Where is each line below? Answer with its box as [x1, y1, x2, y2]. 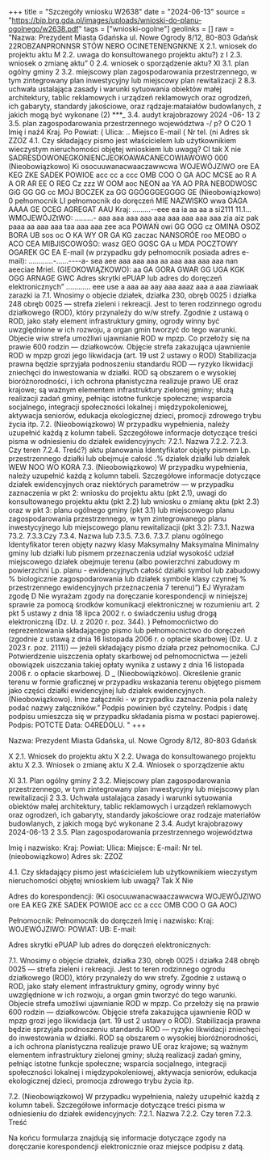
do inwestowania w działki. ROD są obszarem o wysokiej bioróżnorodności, [8, 1033, 259, 1043]
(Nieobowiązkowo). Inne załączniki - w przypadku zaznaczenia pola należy [8, 695, 258, 704]
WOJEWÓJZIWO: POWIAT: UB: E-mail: [8, 924, 137, 933]
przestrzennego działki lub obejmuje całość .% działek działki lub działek [8, 454, 251, 463]
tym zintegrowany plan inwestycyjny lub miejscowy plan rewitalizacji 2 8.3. [8, 76, 257, 85]
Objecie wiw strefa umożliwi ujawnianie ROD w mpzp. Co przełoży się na [8, 333, 251, 343]
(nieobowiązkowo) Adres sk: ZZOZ [8, 852, 123, 861]
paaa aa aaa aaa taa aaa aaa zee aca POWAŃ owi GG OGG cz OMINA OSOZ [8, 222, 260, 231]
